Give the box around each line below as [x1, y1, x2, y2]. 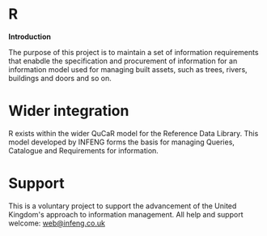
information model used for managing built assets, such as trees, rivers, [8, 64, 248, 74]
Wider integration [8, 102, 129, 120]
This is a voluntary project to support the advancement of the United [8, 200, 237, 211]
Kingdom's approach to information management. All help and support [8, 209, 244, 219]
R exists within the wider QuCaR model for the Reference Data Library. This [8, 128, 259, 138]
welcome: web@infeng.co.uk [8, 218, 105, 228]
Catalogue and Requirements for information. [8, 145, 159, 155]
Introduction [8, 32, 51, 41]
